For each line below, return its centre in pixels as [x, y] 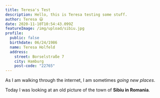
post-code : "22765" [35, 66]
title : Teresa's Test [28, 10]
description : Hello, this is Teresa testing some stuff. [66, 15]
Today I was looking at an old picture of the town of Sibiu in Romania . [78, 90]
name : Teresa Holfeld [33, 47]
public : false [24, 38]
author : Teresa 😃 [24, 19]
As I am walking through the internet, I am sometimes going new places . [80, 80]
